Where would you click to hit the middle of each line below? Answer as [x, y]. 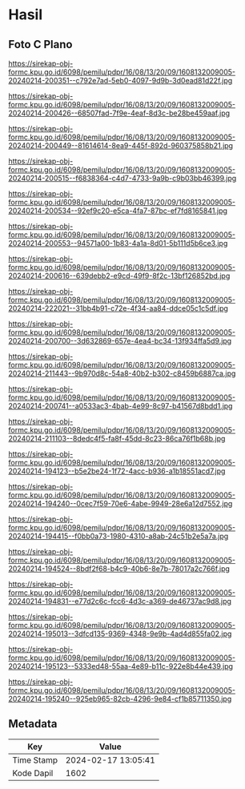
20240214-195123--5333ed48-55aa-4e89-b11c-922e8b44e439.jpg [121, 666]
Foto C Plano [40, 44]
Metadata [33, 724]
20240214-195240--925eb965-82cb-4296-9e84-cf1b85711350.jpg [120, 699]
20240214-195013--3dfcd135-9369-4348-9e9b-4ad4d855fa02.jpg [120, 634]
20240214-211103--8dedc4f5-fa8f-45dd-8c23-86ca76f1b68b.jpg [117, 439]
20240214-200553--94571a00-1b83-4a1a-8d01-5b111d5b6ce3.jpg [118, 243]
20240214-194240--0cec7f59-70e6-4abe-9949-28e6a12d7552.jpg [120, 503]
